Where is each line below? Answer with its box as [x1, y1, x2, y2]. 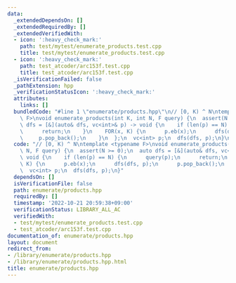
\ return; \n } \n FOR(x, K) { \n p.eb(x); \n [20, 128, 197, 135]
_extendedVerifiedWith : [13, 29, 83, 37]
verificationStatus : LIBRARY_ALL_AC [13, 206, 121, 213]
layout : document [7, 239, 58, 246]
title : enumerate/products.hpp [7, 265, 99, 272]
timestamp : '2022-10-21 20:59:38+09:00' [13, 199, 133, 207]
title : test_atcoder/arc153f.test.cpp [20, 69, 133, 76]
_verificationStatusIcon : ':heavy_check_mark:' [13, 88, 156, 96]
